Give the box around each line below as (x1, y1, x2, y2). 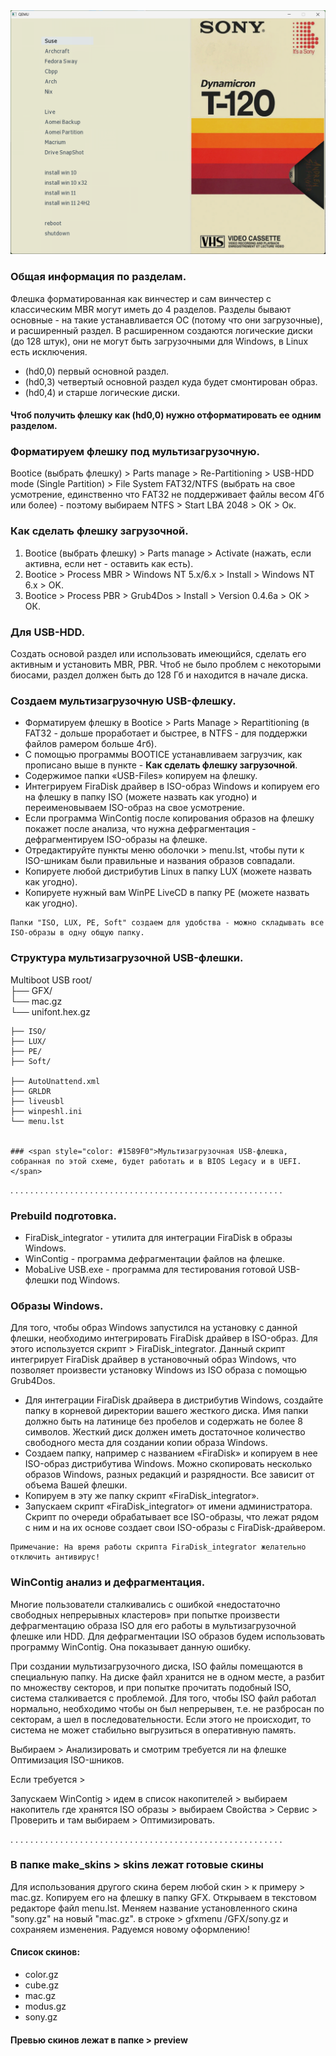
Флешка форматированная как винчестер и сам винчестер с (10, 292, 272, 304)
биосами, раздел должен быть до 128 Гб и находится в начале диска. (10, 669, 309, 681)
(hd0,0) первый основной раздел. (24, 365, 170, 377)
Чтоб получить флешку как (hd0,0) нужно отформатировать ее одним (10, 409, 322, 421)
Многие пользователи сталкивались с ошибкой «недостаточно (10, 1598, 281, 1610)
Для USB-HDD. (10, 625, 86, 639)
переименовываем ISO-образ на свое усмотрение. (24, 802, 246, 814)
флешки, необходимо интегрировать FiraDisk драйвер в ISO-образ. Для (10, 1332, 318, 1344)
